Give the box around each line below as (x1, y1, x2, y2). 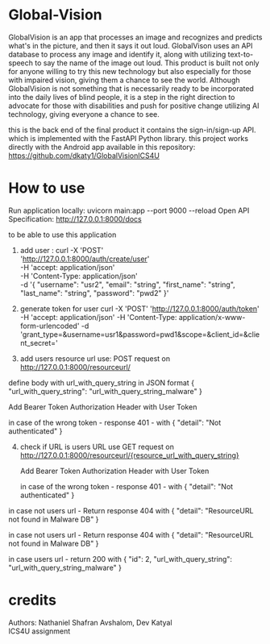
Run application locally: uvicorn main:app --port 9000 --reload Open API (8, 206, 250, 215)
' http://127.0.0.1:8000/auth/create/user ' (19, 254, 150, 264)
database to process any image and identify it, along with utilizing (8, 49, 226, 59)
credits (8, 591, 56, 609)
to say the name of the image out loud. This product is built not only (35, 58, 260, 68)
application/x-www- (178, 312, 246, 322)
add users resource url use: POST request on (19, 353, 171, 364)
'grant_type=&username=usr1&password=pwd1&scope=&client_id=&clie (19, 329, 260, 339)
